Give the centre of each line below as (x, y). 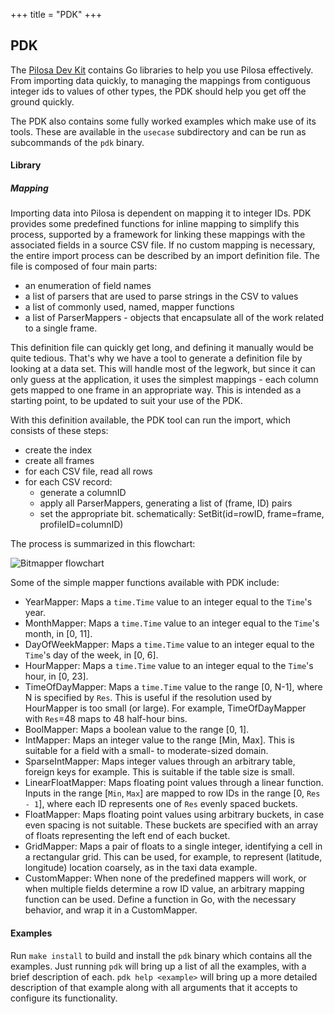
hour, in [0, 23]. (56, 676)
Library (26, 165)
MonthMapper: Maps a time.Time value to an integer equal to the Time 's (172, 623)
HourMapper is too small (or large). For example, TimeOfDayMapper (165, 708)
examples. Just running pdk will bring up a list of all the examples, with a (158, 966)
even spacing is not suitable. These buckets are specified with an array (171, 825)
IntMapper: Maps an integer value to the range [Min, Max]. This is (159, 740)
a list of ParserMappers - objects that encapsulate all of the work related (174, 318)
